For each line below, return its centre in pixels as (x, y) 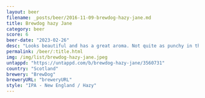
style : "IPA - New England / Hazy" (52, 86)
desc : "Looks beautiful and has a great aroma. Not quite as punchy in (99, 46)
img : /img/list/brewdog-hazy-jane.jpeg (57, 57)
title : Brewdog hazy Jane (39, 23)
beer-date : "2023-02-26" (38, 40)
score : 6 (17, 35)
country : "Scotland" (33, 68)
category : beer (26, 29)
